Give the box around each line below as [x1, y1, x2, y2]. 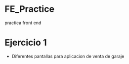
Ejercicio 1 [4, 37, 47, 48]
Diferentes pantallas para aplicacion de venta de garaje [11, 53, 125, 59]
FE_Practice [4, 3, 55, 15]
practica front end [4, 20, 42, 26]
